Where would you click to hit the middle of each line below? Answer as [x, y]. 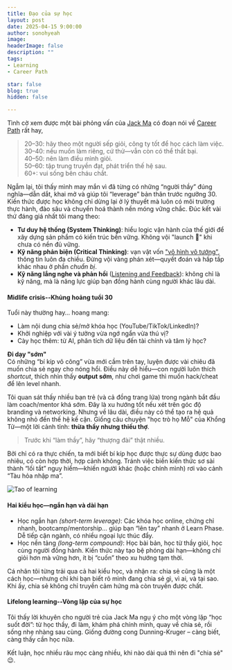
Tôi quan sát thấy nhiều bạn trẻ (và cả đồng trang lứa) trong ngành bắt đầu [114, 397]
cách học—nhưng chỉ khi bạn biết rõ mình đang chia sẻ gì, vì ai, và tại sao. [113, 578]
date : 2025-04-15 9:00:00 [44, 26]
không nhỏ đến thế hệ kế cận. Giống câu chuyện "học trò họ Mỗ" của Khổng [116, 419]
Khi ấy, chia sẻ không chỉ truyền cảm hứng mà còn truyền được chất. [105, 586]
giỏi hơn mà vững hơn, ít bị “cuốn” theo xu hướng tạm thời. [100, 558]
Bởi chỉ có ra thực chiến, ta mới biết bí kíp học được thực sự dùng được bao [114, 454]
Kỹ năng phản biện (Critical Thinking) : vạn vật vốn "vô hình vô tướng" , [118, 252]
